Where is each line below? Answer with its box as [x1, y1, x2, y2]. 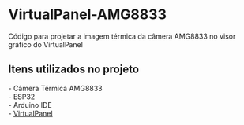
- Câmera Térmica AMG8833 [8, 83, 103, 93]
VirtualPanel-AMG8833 [8, 6, 167, 24]
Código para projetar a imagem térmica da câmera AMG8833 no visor [8, 31, 236, 41]
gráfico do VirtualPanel [8, 39, 83, 49]
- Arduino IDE [8, 100, 53, 109]
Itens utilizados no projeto [8, 63, 140, 76]
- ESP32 [8, 92, 36, 101]
